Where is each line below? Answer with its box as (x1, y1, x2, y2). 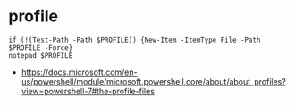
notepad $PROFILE (8, 51, 73, 60)
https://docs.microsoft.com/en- (21, 67, 138, 77)
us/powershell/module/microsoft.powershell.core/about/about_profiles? (21, 76, 287, 86)
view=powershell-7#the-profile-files (21, 85, 156, 96)
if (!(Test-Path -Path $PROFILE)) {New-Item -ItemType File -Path (8, 36, 261, 44)
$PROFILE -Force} (8, 43, 73, 52)
